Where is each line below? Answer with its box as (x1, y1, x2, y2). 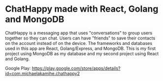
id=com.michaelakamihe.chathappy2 (5, 70, 80, 76)
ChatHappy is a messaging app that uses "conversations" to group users (5, 30, 153, 36)
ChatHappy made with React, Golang (5, 3, 159, 15)
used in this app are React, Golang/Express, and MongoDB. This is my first (5, 45, 156, 51)
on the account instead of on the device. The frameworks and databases (5, 40, 153, 46)
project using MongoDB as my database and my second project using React (5, 50, 159, 57)
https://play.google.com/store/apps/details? (31, 65, 121, 71)
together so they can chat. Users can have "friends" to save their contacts (5, 35, 156, 41)
